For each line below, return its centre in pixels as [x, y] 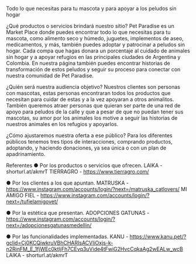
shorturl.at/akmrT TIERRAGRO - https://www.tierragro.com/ [78, 171]
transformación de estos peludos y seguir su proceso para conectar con [93, 69]
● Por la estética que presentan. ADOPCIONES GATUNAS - [78, 213]
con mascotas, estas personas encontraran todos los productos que [88, 93]
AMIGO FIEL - [23, 195]
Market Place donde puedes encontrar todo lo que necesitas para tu [88, 32]
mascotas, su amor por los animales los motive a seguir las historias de [92, 118]
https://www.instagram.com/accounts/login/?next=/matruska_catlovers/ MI [97, 189]
